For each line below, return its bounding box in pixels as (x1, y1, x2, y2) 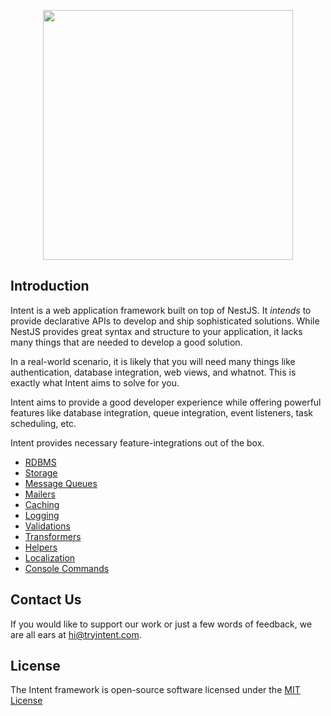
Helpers (24, 541, 58, 553)
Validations (24, 520, 71, 532)
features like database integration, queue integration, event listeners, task (10, 406, 314, 419)
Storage (24, 466, 58, 479)
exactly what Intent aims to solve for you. (10, 376, 180, 389)
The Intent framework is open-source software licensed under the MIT (10, 684, 301, 696)
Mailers (24, 488, 56, 500)
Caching (24, 498, 60, 510)
